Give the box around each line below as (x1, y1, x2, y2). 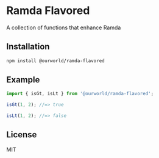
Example (6, 74, 40, 85)
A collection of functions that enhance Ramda (6, 24, 121, 31)
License (6, 129, 37, 140)
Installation (6, 41, 50, 52)
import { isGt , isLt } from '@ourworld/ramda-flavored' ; (6, 91, 154, 97)
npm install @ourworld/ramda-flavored (6, 57, 105, 64)
